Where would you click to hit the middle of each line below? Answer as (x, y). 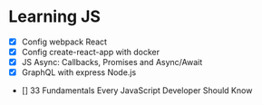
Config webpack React (64, 42)
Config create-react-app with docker (91, 52)
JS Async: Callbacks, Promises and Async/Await (112, 62)
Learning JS (55, 17)
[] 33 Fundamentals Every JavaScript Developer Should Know (137, 91)
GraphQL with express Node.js (79, 72)
